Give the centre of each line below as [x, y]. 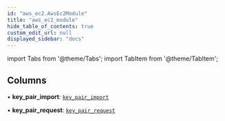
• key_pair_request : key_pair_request [61, 110]
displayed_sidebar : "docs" [46, 39]
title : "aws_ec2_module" [43, 20]
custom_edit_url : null [40, 33]
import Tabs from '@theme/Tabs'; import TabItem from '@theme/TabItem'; [113, 58]
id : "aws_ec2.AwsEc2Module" [47, 13]
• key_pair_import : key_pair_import [58, 96]
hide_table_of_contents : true [51, 26]
